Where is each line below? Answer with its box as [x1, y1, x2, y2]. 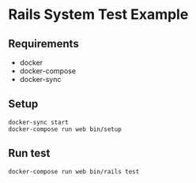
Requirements [8, 37, 79, 50]
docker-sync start [8, 118, 69, 126]
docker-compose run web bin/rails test [8, 167, 140, 175]
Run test [8, 147, 51, 160]
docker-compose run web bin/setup [8, 125, 122, 133]
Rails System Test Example [8, 6, 189, 24]
